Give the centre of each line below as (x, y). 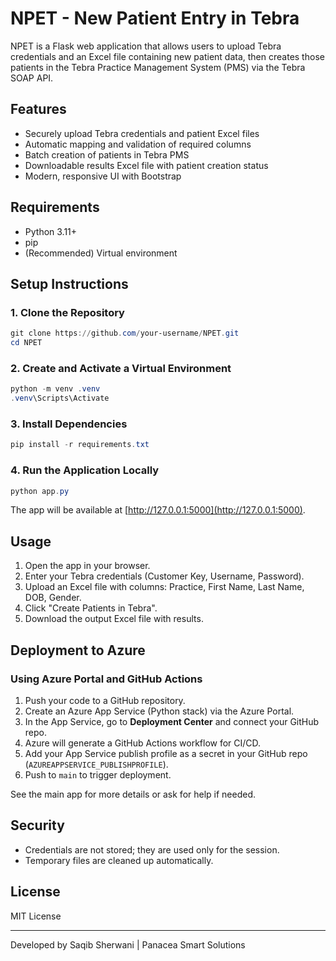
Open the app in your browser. (87, 566)
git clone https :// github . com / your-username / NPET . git (125, 333)
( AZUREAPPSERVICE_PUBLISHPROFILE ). (96, 764)
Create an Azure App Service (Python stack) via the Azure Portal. (159, 711)
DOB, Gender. (53, 598)
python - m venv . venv (55, 389)
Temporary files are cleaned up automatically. (119, 860)
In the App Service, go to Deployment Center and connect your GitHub (172, 721)
